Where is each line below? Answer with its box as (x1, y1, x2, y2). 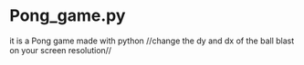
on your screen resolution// (9, 44, 112, 55)
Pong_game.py (9, 5, 126, 26)
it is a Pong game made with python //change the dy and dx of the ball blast (9, 35, 295, 46)
